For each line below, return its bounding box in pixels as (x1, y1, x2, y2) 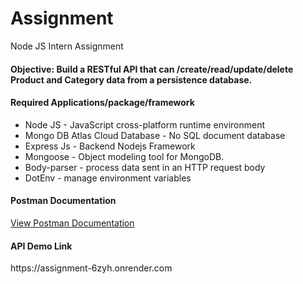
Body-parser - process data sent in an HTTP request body (24, 161, 266, 173)
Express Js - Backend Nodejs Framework (24, 140, 196, 152)
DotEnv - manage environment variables (24, 172, 192, 184)
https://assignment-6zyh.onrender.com (10, 262, 173, 274)
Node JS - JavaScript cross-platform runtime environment (24, 118, 266, 131)
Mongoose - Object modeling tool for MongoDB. (24, 150, 225, 162)
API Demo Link (10, 240, 73, 252)
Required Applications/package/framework (10, 97, 195, 109)
